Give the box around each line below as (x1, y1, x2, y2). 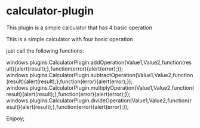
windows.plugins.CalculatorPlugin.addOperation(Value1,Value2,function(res (6, 59, 192, 66)
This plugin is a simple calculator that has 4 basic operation (6, 24, 152, 31)
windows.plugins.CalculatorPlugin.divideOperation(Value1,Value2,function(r (6, 97, 192, 104)
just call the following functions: (6, 47, 85, 54)
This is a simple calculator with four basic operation (6, 35, 133, 42)
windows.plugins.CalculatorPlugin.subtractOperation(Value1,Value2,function (6, 71, 193, 78)
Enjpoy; (6, 115, 25, 122)
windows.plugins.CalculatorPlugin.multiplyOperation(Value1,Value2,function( (6, 84, 195, 91)
